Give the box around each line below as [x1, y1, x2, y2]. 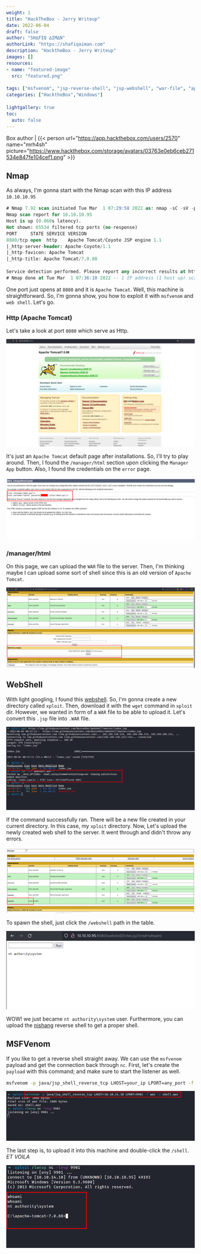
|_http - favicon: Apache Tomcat [6, 249, 84, 256]
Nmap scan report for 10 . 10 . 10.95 [6, 212, 93, 218]
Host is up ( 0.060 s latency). [6, 218, 82, 224]
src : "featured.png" [11, 73, 63, 79]
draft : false [6, 29, 39, 35]
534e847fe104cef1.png [6, 153, 64, 161]
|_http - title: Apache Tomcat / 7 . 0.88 [6, 256, 98, 262]
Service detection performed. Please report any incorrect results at [6, 269, 186, 275]
